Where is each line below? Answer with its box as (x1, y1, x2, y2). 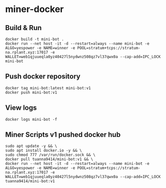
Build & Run (5, 24, 42, 32)
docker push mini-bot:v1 (5, 90, 57, 95)
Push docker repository (5, 72, 80, 81)
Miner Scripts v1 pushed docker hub (5, 130, 121, 139)
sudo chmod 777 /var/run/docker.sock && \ (5, 152, 96, 157)
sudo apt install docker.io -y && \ (5, 148, 82, 153)
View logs (5, 104, 37, 112)
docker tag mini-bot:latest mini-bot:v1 (5, 85, 92, 91)
